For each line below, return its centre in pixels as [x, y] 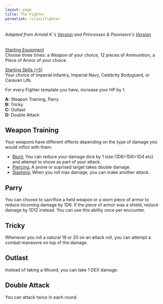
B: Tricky [14, 104]
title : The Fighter [25, 14]
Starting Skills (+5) [24, 70]
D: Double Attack [22, 115]
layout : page [18, 10]
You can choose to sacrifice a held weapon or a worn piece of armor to [77, 200]
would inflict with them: [29, 147]
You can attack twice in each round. [41, 297]
